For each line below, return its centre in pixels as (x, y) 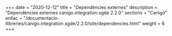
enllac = (14, 18)
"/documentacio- (42, 18)
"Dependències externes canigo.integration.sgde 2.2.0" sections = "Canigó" (86, 13)
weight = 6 (154, 23)
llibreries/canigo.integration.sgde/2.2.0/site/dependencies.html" (73, 23)
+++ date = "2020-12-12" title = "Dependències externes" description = (81, 7)
